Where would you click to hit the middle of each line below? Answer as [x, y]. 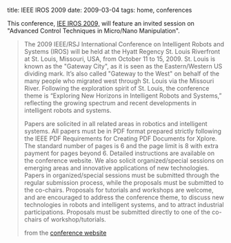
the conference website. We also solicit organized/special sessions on [124, 161]
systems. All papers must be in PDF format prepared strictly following [123, 131]
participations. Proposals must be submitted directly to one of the [117, 212]
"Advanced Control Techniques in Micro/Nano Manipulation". [94, 31]
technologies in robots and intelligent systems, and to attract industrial [124, 205]
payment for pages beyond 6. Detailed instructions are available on [119, 153]
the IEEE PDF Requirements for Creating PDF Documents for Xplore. [120, 138]
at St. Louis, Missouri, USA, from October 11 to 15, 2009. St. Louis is [120, 59]
